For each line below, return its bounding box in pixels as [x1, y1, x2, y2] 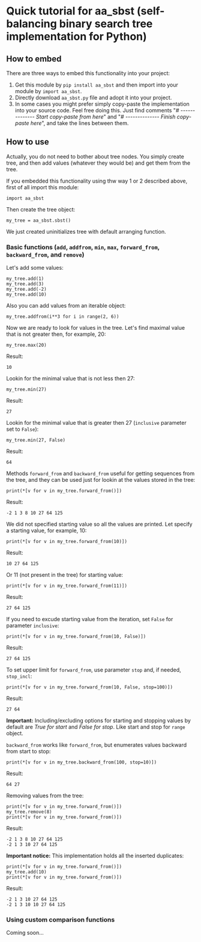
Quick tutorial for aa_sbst [6, 4, 135, 18]
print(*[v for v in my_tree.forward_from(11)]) [6, 583, 128, 589]
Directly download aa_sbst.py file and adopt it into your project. [14, 94, 172, 101]
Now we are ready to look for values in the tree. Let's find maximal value [6, 324, 185, 332]
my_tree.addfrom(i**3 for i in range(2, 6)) [6, 314, 119, 320]
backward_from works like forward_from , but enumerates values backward [6, 741, 187, 749]
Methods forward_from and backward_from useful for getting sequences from [6, 470, 195, 477]
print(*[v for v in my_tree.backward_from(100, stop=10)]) [6, 759, 157, 765]
